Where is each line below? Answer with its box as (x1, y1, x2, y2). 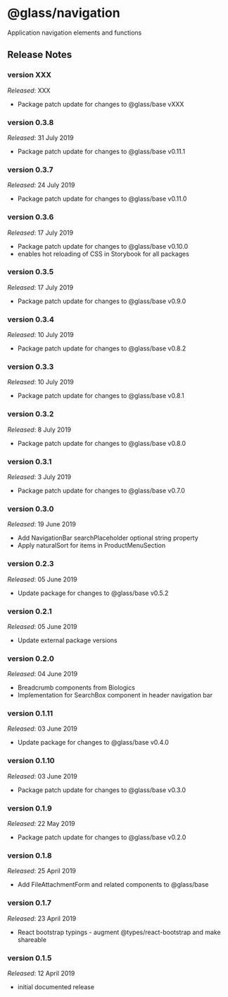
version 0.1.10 (7, 756, 55, 766)
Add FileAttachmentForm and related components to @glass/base (17, 880, 209, 889)
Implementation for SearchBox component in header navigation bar (17, 691, 213, 700)
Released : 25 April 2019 (7, 867, 76, 875)
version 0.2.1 (7, 606, 52, 616)
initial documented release (17, 982, 95, 991)
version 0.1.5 (7, 952, 52, 962)
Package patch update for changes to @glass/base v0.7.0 (17, 486, 185, 495)
